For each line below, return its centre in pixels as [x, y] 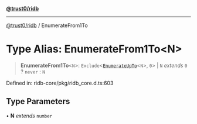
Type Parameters [38, 101]
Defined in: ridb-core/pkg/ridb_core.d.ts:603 [60, 83]
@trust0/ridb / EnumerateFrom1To [47, 25]
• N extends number [29, 115]
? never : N [33, 71]
